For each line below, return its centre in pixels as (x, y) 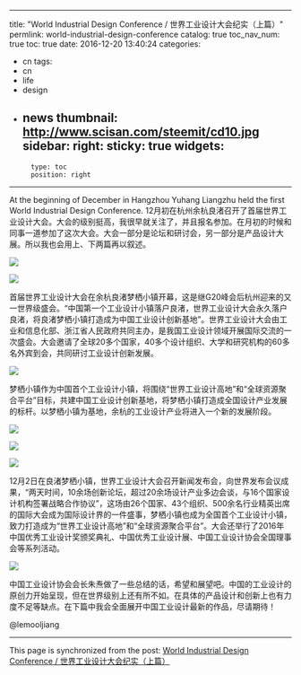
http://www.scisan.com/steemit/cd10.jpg (141, 132)
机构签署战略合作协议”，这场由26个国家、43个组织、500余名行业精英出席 (154, 503)
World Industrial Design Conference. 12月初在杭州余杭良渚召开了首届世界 (144, 210)
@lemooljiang (34, 624)
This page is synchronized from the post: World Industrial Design (129, 650)
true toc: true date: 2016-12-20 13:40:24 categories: (105, 44)
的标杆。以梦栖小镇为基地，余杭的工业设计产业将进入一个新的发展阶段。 (141, 411)
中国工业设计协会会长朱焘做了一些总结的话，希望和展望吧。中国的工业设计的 (150, 583)
